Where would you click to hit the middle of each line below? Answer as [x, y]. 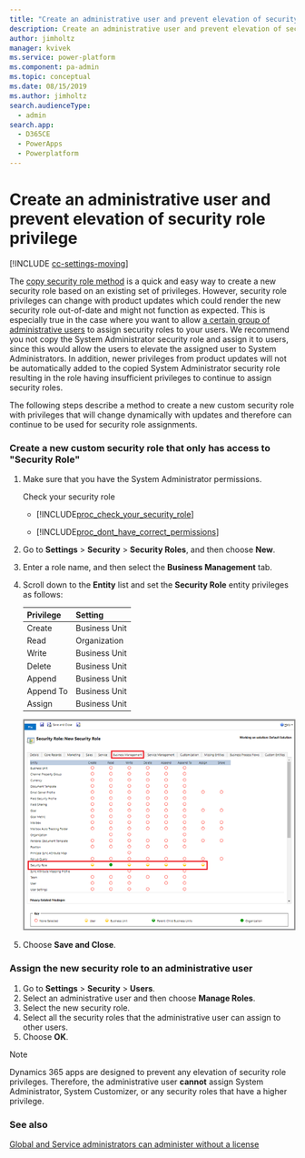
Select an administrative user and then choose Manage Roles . [139, 998]
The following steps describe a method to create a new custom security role [152, 405]
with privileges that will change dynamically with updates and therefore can [151, 415]
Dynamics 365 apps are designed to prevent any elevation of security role [148, 1072]
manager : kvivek [40, 48]
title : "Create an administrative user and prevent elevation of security [154, 19]
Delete [39, 666]
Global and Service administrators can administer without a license [134, 1144]
